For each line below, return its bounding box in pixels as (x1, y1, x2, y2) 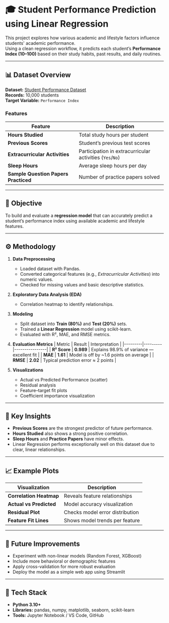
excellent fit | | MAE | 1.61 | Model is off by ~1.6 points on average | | (12, 352, 154, 358)
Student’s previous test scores (78, 139, 150, 146)
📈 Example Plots (5, 466, 59, 475)
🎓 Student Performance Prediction (5, 4, 156, 16)
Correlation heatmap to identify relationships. (20, 301, 114, 307)
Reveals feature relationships (63, 493, 132, 500)
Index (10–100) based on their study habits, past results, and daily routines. (5, 51, 162, 57)
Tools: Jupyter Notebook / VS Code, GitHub (12, 612, 104, 618)
